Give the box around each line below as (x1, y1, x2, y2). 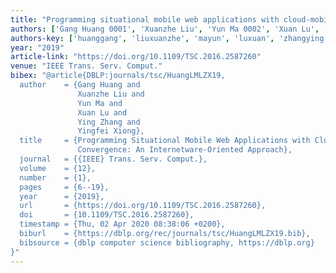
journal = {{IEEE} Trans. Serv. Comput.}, (19, 154, 208, 164)
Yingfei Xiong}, (77, 126, 145, 136)
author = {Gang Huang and (19, 80, 141, 90)
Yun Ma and (77, 98, 123, 108)
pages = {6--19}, (19, 182, 110, 192)
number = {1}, (19, 172, 92, 183)
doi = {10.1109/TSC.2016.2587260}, (19, 210, 195, 220)
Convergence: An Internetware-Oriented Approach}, (77, 145, 293, 155)
